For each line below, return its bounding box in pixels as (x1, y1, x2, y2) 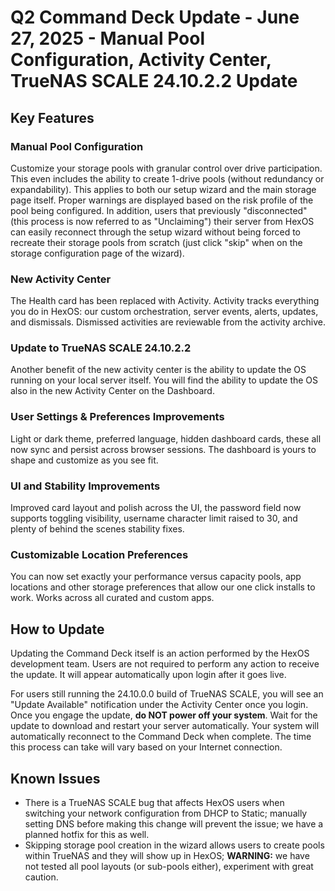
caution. (24, 871, 59, 883)
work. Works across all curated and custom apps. (10, 592, 215, 604)
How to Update (10, 621, 105, 638)
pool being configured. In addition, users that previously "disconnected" (10, 204, 308, 216)
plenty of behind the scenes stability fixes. (10, 523, 185, 535)
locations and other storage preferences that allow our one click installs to (10, 581, 316, 593)
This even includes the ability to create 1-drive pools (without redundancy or (10, 172, 325, 185)
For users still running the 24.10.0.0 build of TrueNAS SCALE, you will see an (10, 688, 324, 700)
